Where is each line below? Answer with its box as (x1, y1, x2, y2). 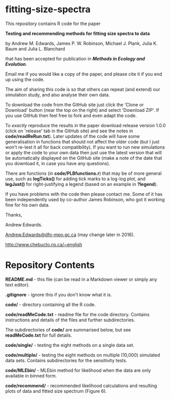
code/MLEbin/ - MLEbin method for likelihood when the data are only (5, 367, 151, 373)
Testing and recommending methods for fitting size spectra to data (5, 30, 150, 36)
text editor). (5, 281, 30, 288)
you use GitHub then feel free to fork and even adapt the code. (5, 112, 137, 119)
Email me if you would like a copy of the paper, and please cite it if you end (5, 71, 162, 77)
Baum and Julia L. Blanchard (5, 45, 65, 52)
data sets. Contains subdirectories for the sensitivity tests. (5, 357, 127, 363)
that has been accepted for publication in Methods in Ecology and (5, 55, 145, 62)
